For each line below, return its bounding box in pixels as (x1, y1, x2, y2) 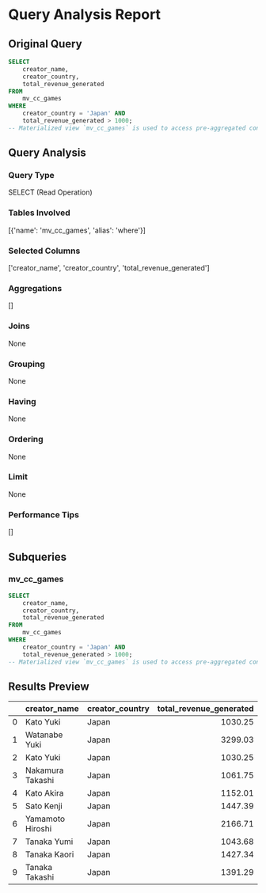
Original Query (8, 37, 82, 51)
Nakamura (25, 765, 64, 776)
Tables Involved (8, 207, 70, 218)
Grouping (8, 358, 46, 369)
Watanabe (25, 729, 63, 740)
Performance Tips (8, 509, 79, 520)
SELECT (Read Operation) (8, 187, 93, 197)
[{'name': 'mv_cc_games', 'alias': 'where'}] (8, 225, 146, 235)
